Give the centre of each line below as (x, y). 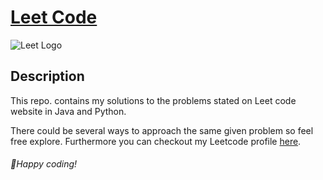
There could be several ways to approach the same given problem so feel (162, 130)
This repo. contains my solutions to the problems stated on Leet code (153, 100)
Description (47, 76)
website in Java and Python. (68, 111)
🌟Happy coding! (44, 164)
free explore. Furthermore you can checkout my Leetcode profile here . (156, 141)
